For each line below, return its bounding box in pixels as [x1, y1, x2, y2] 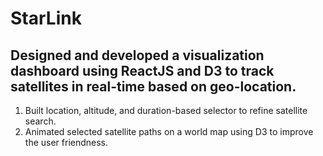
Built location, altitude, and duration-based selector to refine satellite [24, 105, 308, 116]
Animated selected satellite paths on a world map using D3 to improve [24, 126, 314, 137]
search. [24, 115, 57, 127]
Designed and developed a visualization [10, 47, 265, 64]
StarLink [10, 7, 82, 30]
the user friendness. [24, 137, 109, 148]
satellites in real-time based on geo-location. [10, 78, 297, 95]
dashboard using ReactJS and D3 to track [10, 62, 275, 79]
